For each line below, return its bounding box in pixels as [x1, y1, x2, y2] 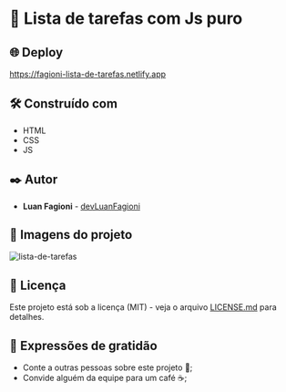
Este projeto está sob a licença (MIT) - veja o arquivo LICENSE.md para [9, 302, 278, 313]
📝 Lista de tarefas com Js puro [9, 8, 243, 29]
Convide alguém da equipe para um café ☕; [22, 373, 188, 384]
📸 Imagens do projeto [9, 227, 133, 242]
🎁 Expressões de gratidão [9, 337, 158, 354]
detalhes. [9, 312, 45, 323]
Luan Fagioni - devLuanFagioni [22, 201, 141, 211]
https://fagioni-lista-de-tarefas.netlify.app [9, 68, 167, 79]
